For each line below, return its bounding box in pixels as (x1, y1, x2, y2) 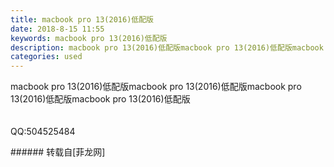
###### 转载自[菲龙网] (10, 146, 106, 158)
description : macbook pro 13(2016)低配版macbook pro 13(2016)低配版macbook (10, 42, 324, 53)
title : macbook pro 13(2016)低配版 (10, 14, 154, 25)
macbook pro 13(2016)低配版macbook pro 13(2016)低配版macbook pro (10, 81, 302, 93)
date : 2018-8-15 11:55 (10, 24, 105, 34)
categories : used (10, 52, 83, 62)
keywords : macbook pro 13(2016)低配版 (10, 33, 168, 43)
